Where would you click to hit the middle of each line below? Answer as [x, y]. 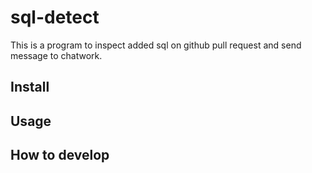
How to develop [60, 155]
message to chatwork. [56, 55]
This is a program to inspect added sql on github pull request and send [156, 45]
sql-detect [55, 17]
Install [30, 87]
